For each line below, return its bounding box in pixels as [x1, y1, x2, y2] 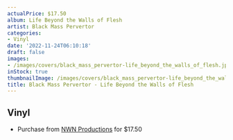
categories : [7, 29, 42, 37]
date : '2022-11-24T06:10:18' [7, 42, 92, 49]
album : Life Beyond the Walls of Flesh [7, 17, 123, 24]
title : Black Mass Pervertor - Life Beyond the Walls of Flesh [7, 81, 194, 88]
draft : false [7, 49, 45, 56]
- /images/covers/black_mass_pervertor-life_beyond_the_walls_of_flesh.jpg [7, 62, 231, 69]
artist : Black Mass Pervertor [7, 23, 95, 30]
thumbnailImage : [7, 74, 54, 82]
